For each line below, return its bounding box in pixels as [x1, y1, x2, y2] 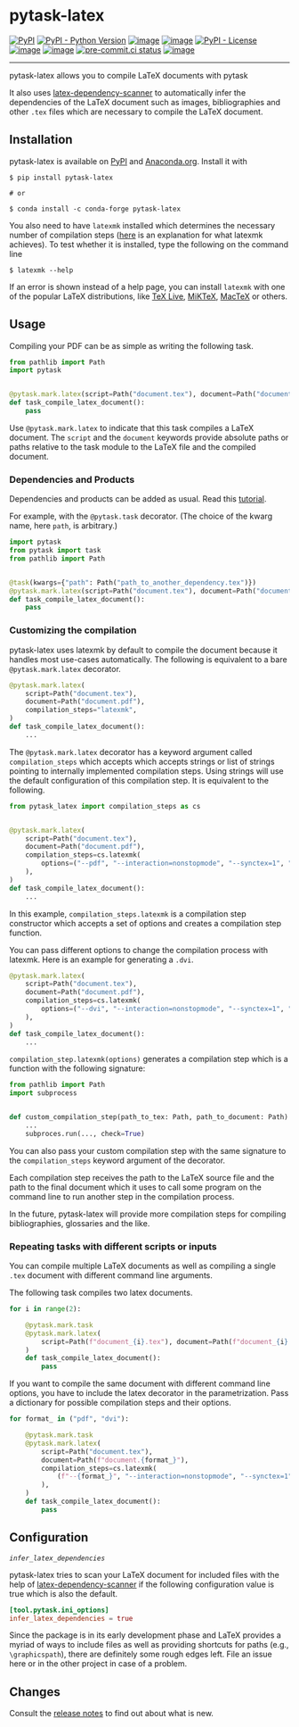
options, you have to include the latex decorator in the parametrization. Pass [9, 1388, 289, 1399]
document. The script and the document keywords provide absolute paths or [9, 432, 289, 443]
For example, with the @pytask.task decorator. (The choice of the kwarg [9, 511, 273, 522]
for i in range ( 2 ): [9, 1305, 82, 1314]
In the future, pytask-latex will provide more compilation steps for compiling [9, 1208, 287, 1219]
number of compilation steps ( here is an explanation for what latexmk [9, 229, 263, 240]
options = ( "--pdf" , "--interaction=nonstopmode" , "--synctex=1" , [41, 859, 285, 868]
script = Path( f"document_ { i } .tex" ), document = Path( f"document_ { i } [41, 1337, 289, 1346]
